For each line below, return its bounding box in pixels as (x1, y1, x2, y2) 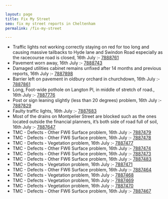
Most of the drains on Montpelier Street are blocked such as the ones (12, 114, 157, 120)
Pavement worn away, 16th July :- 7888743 (12, 60, 103, 66)
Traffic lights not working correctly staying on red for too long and (12, 44, 149, 50)
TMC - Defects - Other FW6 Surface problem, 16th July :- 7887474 (12, 145, 151, 151)
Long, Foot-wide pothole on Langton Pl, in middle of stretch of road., (12, 86, 155, 93)
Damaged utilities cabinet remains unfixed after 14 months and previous (12, 65, 161, 71)
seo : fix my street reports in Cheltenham (5, 21, 96, 26)
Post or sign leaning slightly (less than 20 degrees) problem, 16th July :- (12, 97, 162, 104)
